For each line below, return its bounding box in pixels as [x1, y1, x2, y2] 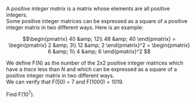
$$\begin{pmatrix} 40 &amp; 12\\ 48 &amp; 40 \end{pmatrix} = [22, 36, 176, 42]
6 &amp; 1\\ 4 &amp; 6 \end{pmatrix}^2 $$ [48, 48, 151, 55]
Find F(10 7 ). [6, 90, 35, 98]
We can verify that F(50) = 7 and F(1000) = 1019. [6, 78, 124, 85]
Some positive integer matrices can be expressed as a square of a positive [6, 18, 188, 24]
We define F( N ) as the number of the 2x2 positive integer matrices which [6, 59, 184, 66]
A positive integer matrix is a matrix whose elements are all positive [6, 5, 170, 12]
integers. [6, 11, 28, 18]
